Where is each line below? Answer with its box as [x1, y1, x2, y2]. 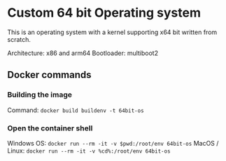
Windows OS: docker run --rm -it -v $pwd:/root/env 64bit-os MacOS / [7, 139, 219, 147]
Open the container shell [7, 123, 93, 133]
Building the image [7, 90, 72, 100]
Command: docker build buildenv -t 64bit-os [7, 106, 145, 114]
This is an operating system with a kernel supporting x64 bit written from [7, 28, 218, 36]
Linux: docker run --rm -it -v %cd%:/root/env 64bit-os [7, 146, 171, 155]
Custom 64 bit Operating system [7, 5, 202, 21]
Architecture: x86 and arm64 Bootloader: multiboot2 [7, 49, 159, 57]
